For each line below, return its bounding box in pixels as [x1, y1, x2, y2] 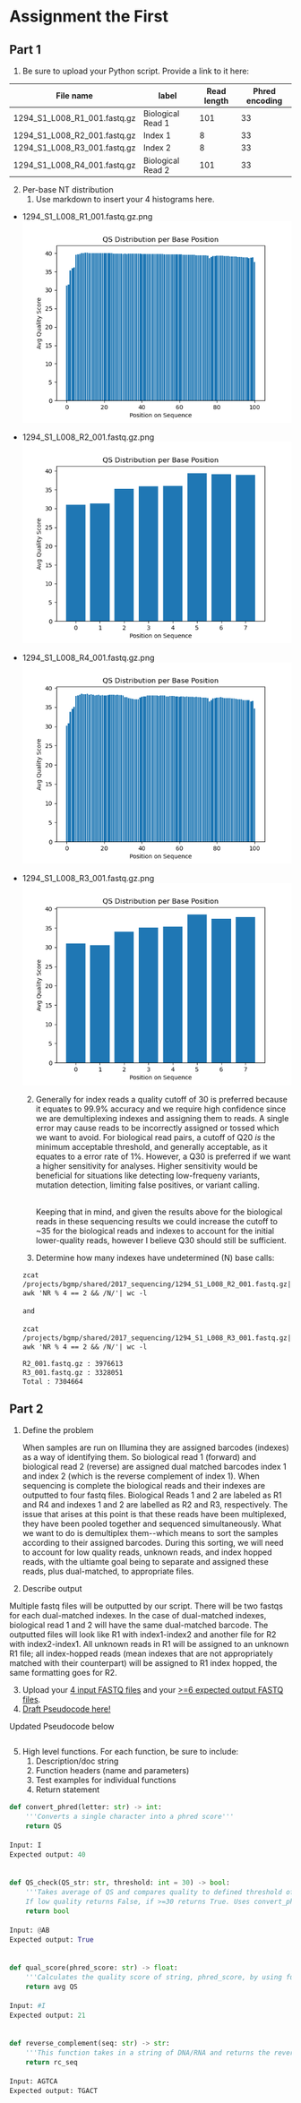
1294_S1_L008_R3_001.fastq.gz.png [21, 873, 155, 884]
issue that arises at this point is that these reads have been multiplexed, [21, 1509, 287, 1520]
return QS [25, 1822, 63, 1831]
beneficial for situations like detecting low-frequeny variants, [35, 1170, 261, 1180]
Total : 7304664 [21, 1377, 83, 1386]
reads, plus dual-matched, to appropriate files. [21, 1566, 194, 1577]
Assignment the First [9, 6, 168, 27]
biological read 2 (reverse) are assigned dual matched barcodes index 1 [21, 1462, 287, 1472]
